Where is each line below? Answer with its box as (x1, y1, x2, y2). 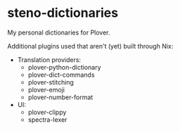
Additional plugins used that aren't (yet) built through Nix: (7, 42, 174, 50)
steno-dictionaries (7, 5, 118, 21)
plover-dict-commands (27, 70, 95, 79)
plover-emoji (27, 85, 65, 94)
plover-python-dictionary (27, 63, 101, 71)
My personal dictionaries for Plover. (7, 28, 110, 37)
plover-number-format (27, 93, 94, 101)
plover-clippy (27, 108, 67, 116)
